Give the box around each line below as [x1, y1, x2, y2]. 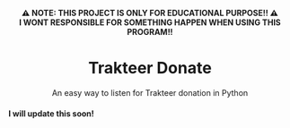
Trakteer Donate [88, 58, 212, 79]
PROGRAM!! [127, 27, 173, 37]
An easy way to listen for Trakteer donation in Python [51, 87, 249, 98]
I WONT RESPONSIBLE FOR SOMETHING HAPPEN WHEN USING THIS [18, 17, 282, 28]
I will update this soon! [8, 107, 95, 119]
